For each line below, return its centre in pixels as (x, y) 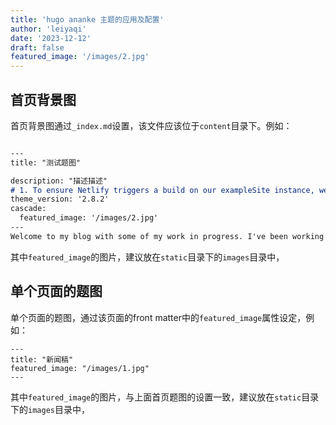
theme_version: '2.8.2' (60, 199)
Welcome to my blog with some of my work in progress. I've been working (167, 236)
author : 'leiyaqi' (48, 29)
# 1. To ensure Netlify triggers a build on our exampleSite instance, (162, 190)
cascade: (28, 209)
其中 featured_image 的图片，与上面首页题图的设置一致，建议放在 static (156, 397)
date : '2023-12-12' (51, 38)
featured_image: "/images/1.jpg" (80, 368)
